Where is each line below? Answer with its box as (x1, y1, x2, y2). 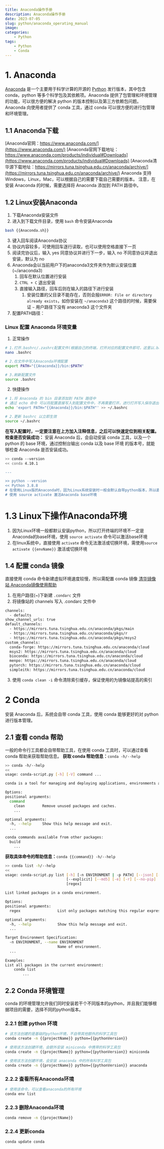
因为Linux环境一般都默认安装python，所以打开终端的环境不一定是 (12, 527, 144, 533)
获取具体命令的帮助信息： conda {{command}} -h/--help (5, 853, 116, 859)
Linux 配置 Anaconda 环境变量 (5, 323, 77, 330)
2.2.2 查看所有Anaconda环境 (5, 1075, 74, 1082)
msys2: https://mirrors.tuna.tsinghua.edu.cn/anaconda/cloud (9, 649, 137, 654)
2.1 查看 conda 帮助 (5, 733, 63, 741)
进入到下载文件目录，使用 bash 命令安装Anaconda (12, 218, 113, 224)
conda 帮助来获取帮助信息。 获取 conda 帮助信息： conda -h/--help (5, 753, 141, 759)
